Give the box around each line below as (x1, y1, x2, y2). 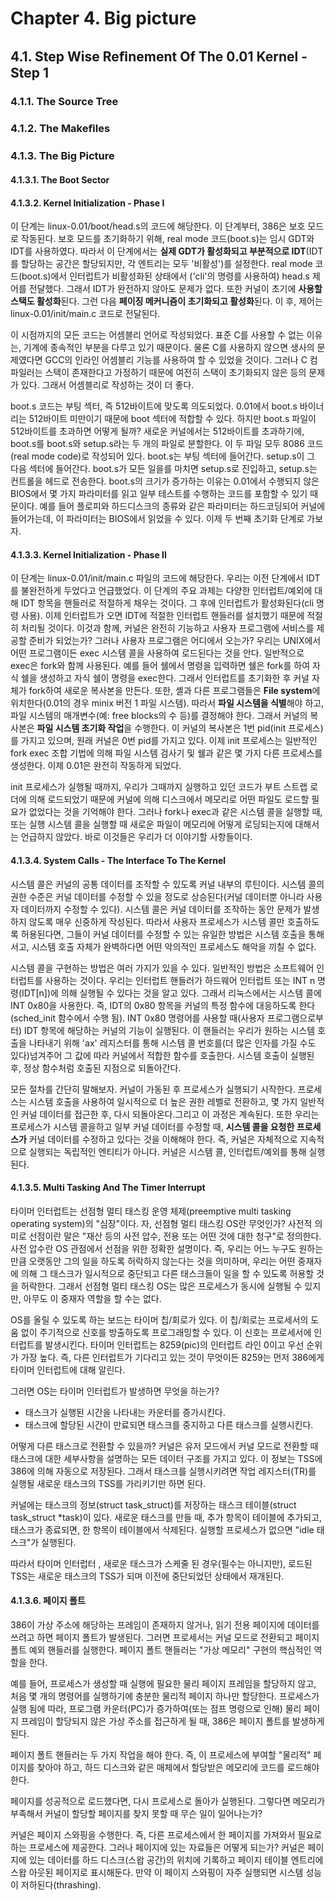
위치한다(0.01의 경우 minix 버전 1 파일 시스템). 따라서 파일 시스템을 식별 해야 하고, (10, 697, 325, 709)
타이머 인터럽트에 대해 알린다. (10, 1363, 126, 1376)
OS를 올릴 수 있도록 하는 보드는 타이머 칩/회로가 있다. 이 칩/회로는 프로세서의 (10, 1313, 309, 1326)
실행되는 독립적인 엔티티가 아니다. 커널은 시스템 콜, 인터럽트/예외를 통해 (28, 1145, 307, 1157)
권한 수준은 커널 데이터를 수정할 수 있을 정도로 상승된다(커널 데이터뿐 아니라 (10, 890, 305, 902)
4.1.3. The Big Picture (10, 149, 115, 163)
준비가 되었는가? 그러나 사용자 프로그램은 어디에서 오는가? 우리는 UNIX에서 (28, 635, 322, 647)
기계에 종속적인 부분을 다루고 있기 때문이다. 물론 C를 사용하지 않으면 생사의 (23, 342, 315, 354)
